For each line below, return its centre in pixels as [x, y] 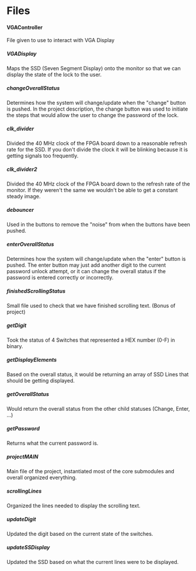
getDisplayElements [32, 360]
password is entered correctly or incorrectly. [60, 278]
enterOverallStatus [30, 244]
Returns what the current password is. [52, 443]
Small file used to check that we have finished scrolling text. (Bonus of [91, 306]
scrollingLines [24, 491]
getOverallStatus [28, 394]
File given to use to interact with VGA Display [61, 40]
